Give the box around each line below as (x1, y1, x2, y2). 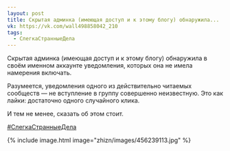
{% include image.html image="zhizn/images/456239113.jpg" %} (7, 136, 191, 144)
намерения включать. (7, 69, 72, 77)
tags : (7, 29, 23, 36)
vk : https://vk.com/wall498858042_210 (7, 23, 118, 29)
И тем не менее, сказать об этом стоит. (7, 110, 124, 118)
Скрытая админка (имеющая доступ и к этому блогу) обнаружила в (7, 54, 208, 62)
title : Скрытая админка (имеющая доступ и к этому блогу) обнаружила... (7, 16, 220, 23)
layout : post (7, 10, 45, 17)
